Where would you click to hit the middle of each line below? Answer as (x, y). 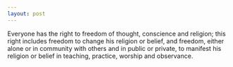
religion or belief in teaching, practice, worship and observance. (100, 56)
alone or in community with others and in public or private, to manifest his (114, 48)
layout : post (26, 14)
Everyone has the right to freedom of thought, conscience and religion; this (116, 33)
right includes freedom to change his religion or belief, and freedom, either (116, 41)
